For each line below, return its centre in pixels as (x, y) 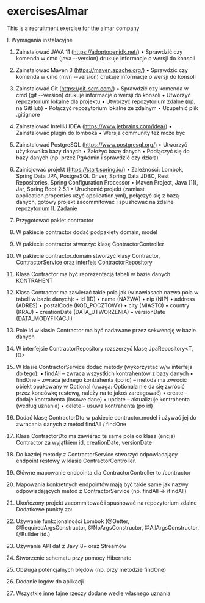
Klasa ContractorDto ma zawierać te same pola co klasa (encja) (95, 436)
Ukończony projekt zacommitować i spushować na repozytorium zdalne (106, 503)
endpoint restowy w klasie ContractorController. (76, 461)
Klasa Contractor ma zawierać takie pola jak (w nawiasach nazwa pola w (107, 292)
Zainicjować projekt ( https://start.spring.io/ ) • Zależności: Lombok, (99, 169)
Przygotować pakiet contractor (55, 220)
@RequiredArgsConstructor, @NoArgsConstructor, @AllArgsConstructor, (107, 527)
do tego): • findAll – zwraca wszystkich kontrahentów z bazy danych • (105, 373)
